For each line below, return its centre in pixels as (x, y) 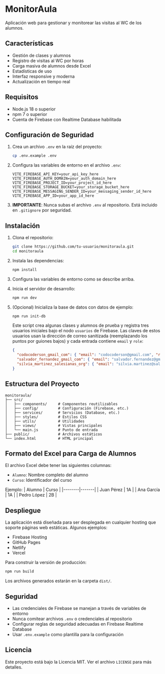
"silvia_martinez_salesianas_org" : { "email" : (66, 364)
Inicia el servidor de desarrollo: (44, 288)
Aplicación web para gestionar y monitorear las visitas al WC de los (73, 23)
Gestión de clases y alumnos (41, 55)
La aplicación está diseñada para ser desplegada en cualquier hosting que (81, 522)
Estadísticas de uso (32, 71)
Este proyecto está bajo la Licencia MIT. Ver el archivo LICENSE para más (78, 662)
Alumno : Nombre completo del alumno (50, 475)
